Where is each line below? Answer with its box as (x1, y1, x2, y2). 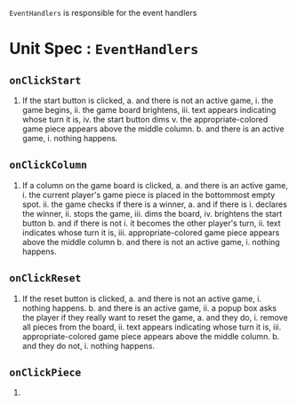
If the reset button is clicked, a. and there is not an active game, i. (21, 293, 262, 304)
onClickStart (9, 74, 82, 87)
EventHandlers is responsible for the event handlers (9, 8, 197, 18)
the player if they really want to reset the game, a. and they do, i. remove (21, 312, 288, 322)
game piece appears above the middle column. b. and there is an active (21, 123, 285, 134)
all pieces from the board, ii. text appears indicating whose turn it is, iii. (21, 322, 282, 332)
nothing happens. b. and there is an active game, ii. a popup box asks (21, 302, 277, 314)
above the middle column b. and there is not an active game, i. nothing (21, 236, 280, 247)
